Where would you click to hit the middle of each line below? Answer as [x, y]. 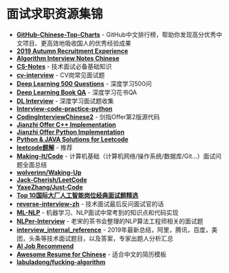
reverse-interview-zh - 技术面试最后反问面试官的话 [90, 203]
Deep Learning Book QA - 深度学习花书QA [77, 92]
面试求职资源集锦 [55, 14]
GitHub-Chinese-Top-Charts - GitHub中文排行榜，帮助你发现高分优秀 [116, 34]
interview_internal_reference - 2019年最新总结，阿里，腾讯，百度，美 [117, 230]
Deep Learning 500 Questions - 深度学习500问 [84, 83]
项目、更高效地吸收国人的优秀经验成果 [77, 43]
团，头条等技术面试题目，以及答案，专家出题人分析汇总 [95, 238]
